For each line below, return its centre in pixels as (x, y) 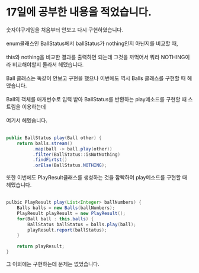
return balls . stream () (45, 143)
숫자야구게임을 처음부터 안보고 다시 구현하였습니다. (65, 30)
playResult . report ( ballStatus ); (68, 230)
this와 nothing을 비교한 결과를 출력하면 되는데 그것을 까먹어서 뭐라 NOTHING (96, 57)
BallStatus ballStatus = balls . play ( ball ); (82, 224)
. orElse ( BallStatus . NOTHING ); (70, 166)
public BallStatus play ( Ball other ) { (54, 138)
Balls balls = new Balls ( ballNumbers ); (66, 208)
